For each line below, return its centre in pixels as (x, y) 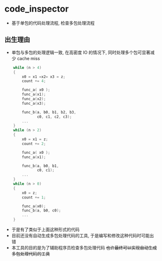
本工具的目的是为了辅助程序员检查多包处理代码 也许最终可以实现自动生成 (84, 248)
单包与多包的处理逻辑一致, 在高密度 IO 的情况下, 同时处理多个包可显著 (81, 52)
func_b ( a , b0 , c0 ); (42, 211)
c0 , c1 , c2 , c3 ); (54, 117)
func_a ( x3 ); (34, 103)
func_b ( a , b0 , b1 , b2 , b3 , (49, 112)
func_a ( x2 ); (34, 99)
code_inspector (37, 9)
